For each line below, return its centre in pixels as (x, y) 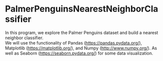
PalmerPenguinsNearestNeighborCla (82, 9)
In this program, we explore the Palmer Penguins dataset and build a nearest (81, 32)
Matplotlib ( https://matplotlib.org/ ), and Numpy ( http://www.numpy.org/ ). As (81, 48)
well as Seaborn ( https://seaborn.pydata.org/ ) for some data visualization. (79, 53)
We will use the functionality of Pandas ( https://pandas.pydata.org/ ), (73, 43)
